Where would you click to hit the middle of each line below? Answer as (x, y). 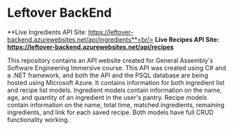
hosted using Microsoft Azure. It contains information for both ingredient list (116, 82)
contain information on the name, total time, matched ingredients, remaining (116, 105)
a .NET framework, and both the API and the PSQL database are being (108, 75)
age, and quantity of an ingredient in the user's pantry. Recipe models (107, 97)
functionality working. (38, 119)
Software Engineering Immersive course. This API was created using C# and (116, 68)
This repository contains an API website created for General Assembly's (110, 60)
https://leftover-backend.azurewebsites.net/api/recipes (90, 47)
